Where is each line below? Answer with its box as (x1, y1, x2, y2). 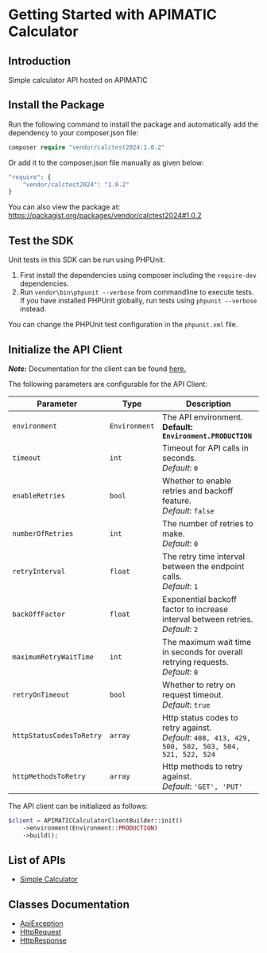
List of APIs (8, 853, 66, 867)
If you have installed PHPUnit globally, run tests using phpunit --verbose (19, 296, 257, 306)
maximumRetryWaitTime (12, 652, 94, 662)
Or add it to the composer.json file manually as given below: (8, 158, 204, 167)
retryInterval (12, 567, 66, 576)
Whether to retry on (162, 679, 236, 690)
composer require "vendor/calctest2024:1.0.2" (8, 143, 165, 151)
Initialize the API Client (8, 342, 123, 356)
